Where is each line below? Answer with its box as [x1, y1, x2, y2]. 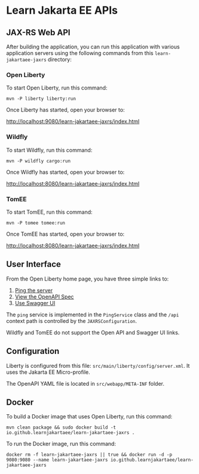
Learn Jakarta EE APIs [6, 4, 118, 17]
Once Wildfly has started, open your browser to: [6, 168, 125, 176]
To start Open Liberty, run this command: [6, 84, 108, 91]
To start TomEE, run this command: [6, 208, 93, 216]
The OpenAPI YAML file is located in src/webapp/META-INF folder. [6, 380, 165, 387]
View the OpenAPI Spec [14, 293, 74, 300]
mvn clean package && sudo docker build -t [6, 424, 117, 430]
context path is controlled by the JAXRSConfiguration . [6, 317, 137, 324]
